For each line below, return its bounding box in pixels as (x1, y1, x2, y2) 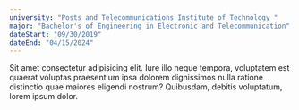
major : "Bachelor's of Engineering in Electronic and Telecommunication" (9, 21, 291, 30)
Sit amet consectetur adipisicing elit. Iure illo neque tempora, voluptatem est (9, 63, 290, 73)
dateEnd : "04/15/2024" (9, 38, 94, 47)
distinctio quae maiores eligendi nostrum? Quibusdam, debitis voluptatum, (9, 81, 283, 92)
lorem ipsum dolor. (9, 91, 79, 102)
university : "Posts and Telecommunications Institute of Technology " (9, 13, 278, 22)
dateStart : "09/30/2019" (9, 30, 102, 38)
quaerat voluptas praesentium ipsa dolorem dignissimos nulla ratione (9, 72, 264, 83)
